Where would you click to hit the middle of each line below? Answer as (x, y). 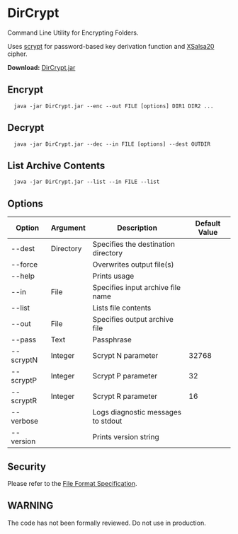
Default (208, 224)
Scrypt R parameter (125, 396)
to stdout (107, 421)
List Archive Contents (56, 165)
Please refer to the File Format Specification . (72, 483)
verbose (25, 421)
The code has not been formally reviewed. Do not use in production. (107, 523)
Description (137, 228)
